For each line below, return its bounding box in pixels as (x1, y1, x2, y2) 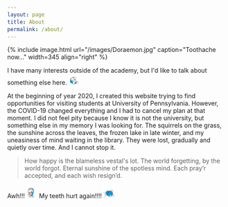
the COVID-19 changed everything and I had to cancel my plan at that (7, 107, 206, 115)
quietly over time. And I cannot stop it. (7, 143, 116, 152)
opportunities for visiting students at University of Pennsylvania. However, (7, 99, 219, 107)
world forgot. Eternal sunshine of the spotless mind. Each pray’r (24, 164, 207, 172)
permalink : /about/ (7, 26, 64, 33)
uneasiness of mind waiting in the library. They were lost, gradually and (7, 136, 211, 145)
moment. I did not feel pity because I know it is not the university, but (7, 114, 204, 123)
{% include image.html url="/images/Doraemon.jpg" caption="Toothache (7, 46, 216, 54)
